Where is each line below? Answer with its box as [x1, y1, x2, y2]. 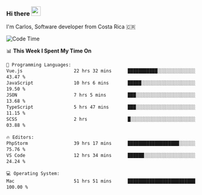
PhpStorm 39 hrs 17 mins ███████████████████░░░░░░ [6, 141, 196, 147]
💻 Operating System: [6, 171, 60, 177]
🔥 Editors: [6, 135, 34, 141]
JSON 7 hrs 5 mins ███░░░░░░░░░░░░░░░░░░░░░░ [6, 92, 196, 98]
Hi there [6, 9, 30, 18]
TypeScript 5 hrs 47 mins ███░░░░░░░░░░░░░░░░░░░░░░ [6, 104, 196, 110]
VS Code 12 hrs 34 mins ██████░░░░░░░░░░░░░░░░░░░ [6, 153, 196, 159]
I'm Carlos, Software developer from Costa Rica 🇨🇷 [6, 23, 136, 30]
